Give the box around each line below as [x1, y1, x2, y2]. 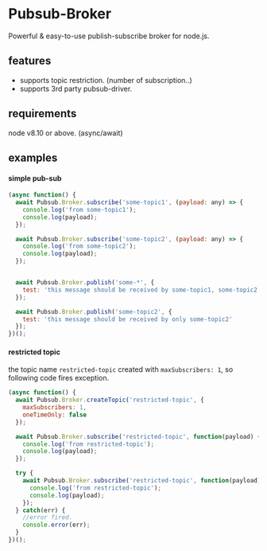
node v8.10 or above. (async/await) [8, 128, 123, 138]
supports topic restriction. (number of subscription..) [19, 75, 192, 84]
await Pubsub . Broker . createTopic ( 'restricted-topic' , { [15, 396, 204, 404]
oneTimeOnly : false [22, 411, 87, 419]
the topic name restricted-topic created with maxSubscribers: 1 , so [8, 365, 234, 374]
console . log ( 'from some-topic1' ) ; [22, 205, 137, 213]
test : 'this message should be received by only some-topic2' [22, 315, 233, 323]
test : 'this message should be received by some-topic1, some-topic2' [22, 286, 261, 294]
